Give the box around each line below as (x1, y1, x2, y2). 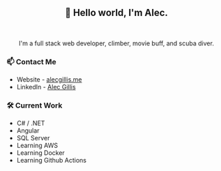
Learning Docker (16, 149, 66, 157)
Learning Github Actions (16, 156, 86, 165)
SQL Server (16, 134, 50, 142)
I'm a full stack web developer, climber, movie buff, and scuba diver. (19, 39, 214, 47)
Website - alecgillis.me (16, 75, 82, 84)
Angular (16, 126, 40, 135)
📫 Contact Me (6, 57, 56, 66)
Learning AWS (16, 141, 59, 150)
